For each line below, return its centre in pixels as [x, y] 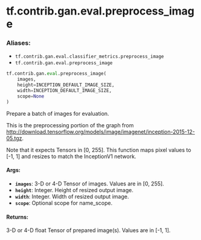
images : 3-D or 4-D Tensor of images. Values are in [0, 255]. [89, 184]
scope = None [31, 96]
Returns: [18, 217]
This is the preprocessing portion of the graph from [70, 125]
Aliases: [19, 43]
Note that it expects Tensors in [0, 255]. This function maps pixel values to [99, 150]
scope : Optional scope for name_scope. [64, 203]
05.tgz [14, 138]
